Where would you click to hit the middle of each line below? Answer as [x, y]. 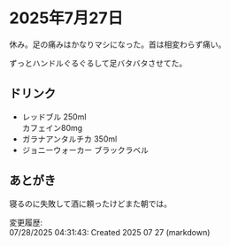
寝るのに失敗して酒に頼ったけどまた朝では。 [91, 204]
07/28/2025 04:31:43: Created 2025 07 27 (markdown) [110, 232]
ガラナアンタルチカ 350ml [69, 139]
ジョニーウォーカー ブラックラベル [85, 150]
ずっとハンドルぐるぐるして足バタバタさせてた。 [98, 63]
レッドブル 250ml [54, 117]
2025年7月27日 [66, 18]
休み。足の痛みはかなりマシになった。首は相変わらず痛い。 [118, 44]
